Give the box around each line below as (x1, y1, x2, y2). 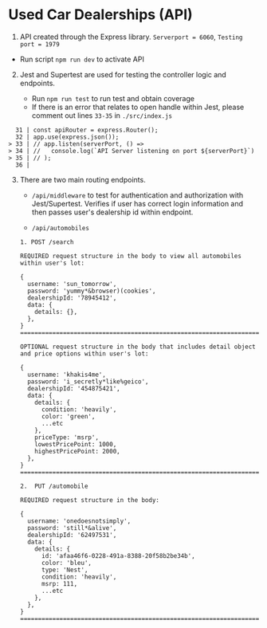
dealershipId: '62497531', (27, 531, 117, 539)
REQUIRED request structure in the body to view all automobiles (19, 252, 241, 260)
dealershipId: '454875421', (27, 384, 121, 392)
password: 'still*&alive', (27, 524, 117, 532)
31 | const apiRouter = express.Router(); (15, 126, 159, 134)
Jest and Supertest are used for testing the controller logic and (19, 69, 227, 79)
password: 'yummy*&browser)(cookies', (27, 287, 156, 295)
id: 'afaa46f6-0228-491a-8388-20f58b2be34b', (41, 551, 195, 559)
